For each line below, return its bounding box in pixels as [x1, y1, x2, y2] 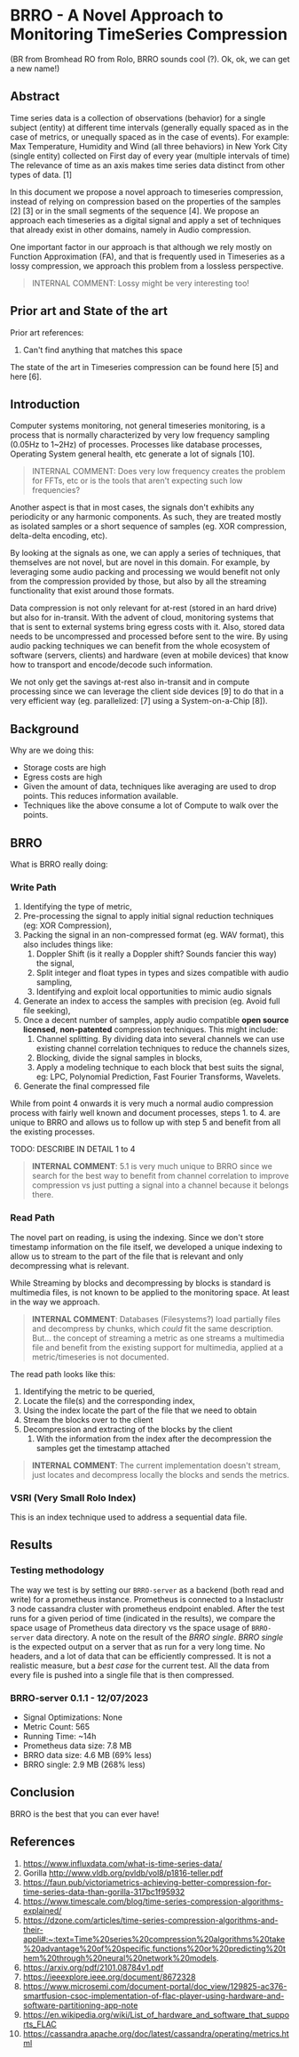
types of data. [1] [10, 169, 73, 180]
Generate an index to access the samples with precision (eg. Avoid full [22, 996, 280, 1006]
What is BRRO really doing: [10, 859, 109, 869]
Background [10, 722, 79, 737]
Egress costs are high [22, 771, 103, 783]
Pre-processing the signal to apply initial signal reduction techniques [22, 911, 274, 922]
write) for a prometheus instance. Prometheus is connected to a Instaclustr [10, 1593, 284, 1604]
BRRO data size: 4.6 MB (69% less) [22, 1749, 153, 1760]
